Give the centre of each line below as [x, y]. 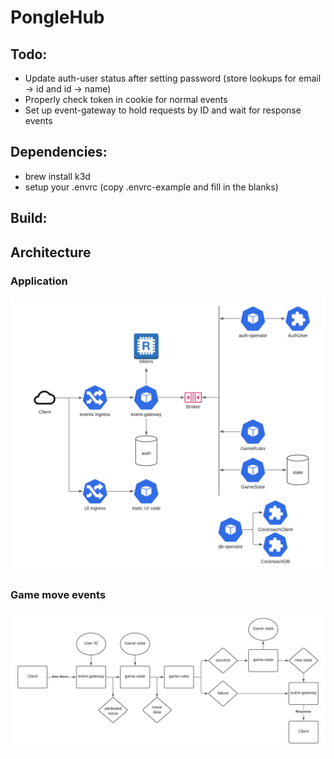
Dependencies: [59, 152]
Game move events [58, 594]
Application [39, 281]
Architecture [51, 252]
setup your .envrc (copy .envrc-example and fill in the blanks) [151, 187]
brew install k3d [57, 176]
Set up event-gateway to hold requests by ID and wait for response [163, 110]
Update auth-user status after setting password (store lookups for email [173, 78]
